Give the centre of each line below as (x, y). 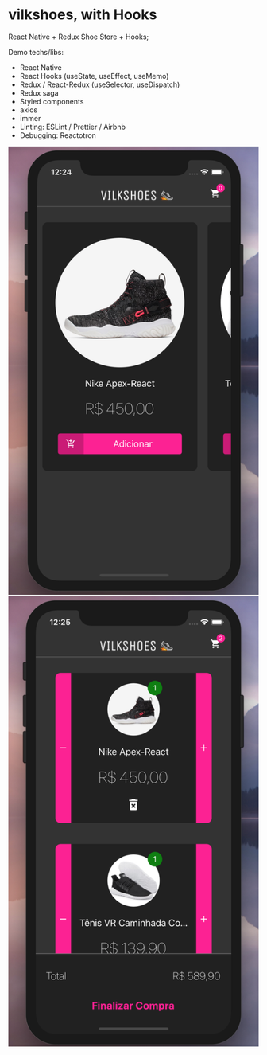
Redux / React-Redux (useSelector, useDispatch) (100, 84)
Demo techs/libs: (36, 52)
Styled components (52, 101)
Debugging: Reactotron (58, 135)
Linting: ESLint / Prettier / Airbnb (72, 127)
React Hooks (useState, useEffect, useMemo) (94, 76)
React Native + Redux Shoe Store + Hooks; (79, 37)
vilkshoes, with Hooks (83, 15)
